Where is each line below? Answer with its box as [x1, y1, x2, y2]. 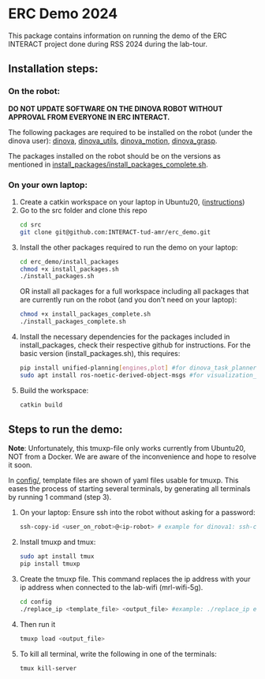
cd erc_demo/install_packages [19, 257, 120, 265]
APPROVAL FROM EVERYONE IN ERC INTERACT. [8, 112, 170, 122]
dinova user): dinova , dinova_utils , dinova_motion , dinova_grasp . [8, 136, 218, 145]
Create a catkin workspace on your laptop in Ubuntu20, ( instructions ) [19, 197, 245, 206]
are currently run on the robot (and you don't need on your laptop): [19, 295, 237, 305]
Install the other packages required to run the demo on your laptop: [19, 242, 238, 252]
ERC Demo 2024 [8, 5, 118, 23]
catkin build [19, 400, 63, 409]
